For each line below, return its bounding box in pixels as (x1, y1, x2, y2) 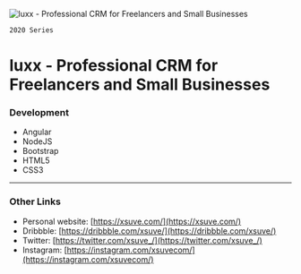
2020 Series (9, 26, 54, 35)
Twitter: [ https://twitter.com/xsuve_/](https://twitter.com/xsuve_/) (21, 235, 262, 245)
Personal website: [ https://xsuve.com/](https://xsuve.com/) (21, 216, 242, 227)
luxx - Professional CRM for (9, 56, 219, 76)
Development (9, 107, 70, 119)
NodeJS (21, 136, 53, 147)
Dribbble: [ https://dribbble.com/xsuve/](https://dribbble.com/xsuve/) (21, 225, 277, 236)
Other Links (9, 195, 61, 208)
